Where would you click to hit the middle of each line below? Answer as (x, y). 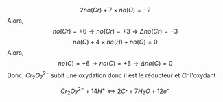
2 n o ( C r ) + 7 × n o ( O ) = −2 (115, 10)
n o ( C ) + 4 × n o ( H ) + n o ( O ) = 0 (115, 42)
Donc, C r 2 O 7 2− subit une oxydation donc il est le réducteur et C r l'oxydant (111, 75)
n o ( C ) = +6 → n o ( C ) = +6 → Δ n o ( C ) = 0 (115, 63)
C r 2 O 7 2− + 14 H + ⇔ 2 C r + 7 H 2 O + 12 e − (115, 91)
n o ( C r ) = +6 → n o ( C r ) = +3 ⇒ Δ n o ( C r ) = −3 (115, 31)
